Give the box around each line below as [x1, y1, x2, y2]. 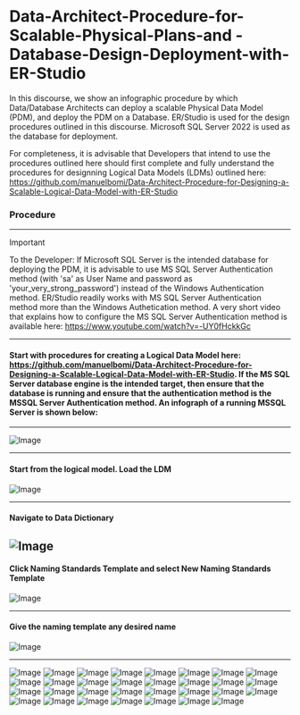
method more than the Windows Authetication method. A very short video [9, 302, 281, 313]
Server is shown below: [9, 407, 98, 417]
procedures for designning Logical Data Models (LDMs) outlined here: [9, 167, 267, 178]
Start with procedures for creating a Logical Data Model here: [9, 349, 241, 360]
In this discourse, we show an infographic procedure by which [9, 92, 238, 104]
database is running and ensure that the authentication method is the [9, 387, 272, 399]
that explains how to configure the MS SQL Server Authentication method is [9, 311, 287, 323]
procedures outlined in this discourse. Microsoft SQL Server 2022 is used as [9, 121, 290, 131]
